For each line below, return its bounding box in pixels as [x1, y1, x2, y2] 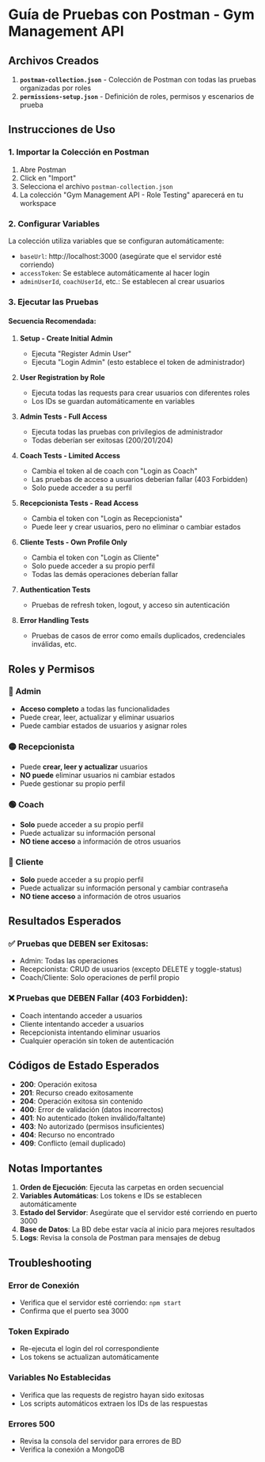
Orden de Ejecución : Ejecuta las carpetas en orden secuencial [19, 1183, 224, 1192]
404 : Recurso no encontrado [19, 1130, 115, 1140]
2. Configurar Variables [8, 218, 100, 229]
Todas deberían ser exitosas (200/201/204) [31, 435, 174, 445]
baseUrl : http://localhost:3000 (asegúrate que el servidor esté [19, 251, 222, 260]
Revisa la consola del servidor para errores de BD [19, 1436, 182, 1445]
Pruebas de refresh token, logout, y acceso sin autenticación [31, 600, 230, 610]
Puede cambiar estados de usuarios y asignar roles [19, 720, 187, 730]
